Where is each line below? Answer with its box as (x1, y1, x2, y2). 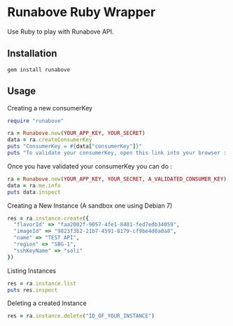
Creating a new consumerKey (7, 104, 93, 112)
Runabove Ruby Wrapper (7, 4, 156, 20)
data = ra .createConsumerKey (7, 136, 92, 143)
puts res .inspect (7, 286, 58, 294)
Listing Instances (7, 267, 57, 275)
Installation (7, 48, 57, 59)
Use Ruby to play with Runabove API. (7, 27, 114, 36)
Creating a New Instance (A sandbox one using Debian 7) (7, 201, 173, 210)
